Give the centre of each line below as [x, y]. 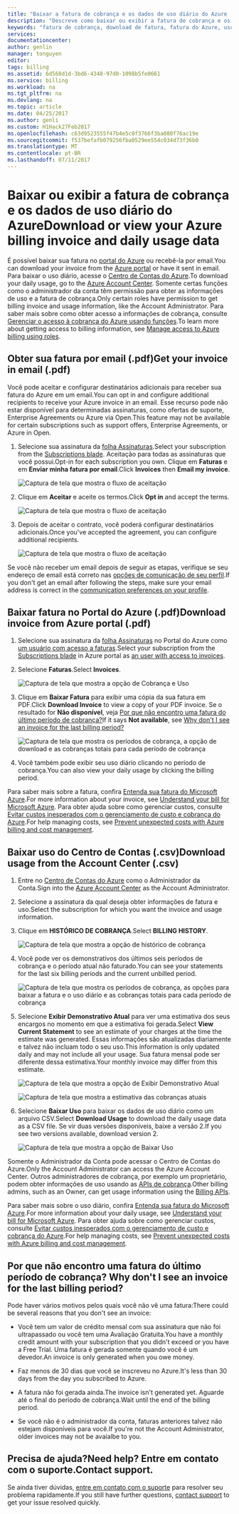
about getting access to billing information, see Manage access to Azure [113, 328]
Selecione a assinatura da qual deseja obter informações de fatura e [118, 902]
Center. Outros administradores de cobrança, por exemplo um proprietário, [117, 1177]
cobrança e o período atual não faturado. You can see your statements [120, 966]
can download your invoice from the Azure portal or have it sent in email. [114, 268]
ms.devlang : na [30, 101]
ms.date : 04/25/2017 [38, 113]
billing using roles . [34, 336]
